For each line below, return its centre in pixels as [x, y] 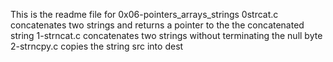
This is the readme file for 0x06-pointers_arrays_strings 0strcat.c [144, 14]
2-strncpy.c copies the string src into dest [97, 46]
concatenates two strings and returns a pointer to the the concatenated [157, 25]
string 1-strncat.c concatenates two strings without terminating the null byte [166, 35]
